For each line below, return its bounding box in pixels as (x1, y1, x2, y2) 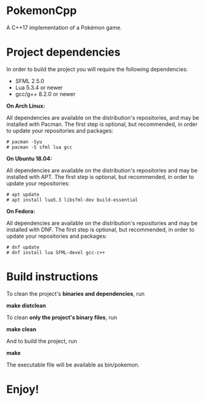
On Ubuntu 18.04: (6, 155, 53, 162)
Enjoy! (6, 382, 40, 396)
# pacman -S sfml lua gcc (6, 144, 72, 150)
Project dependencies (6, 45, 121, 59)
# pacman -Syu (6, 139, 43, 145)
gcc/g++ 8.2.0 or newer (15, 90, 76, 98)
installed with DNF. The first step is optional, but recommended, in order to (6, 225, 195, 233)
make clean (6, 325, 37, 333)
